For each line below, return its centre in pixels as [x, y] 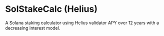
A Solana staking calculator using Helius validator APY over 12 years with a [82, 23]
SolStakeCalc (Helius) [51, 9]
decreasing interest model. [33, 28]
